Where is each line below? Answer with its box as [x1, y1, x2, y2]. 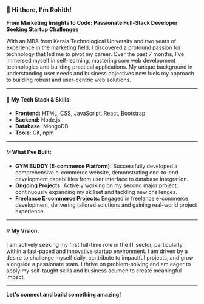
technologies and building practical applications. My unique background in [6, 63, 193, 71]
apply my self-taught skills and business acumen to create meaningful [6, 267, 182, 274]
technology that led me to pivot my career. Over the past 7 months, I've [6, 50, 185, 58]
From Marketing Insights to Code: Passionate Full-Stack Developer [6, 19, 178, 27]
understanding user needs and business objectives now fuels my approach [6, 70, 194, 77]
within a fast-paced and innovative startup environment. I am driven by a [6, 247, 188, 255]
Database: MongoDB [15, 122, 69, 130]
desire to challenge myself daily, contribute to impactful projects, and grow [6, 254, 194, 261]
